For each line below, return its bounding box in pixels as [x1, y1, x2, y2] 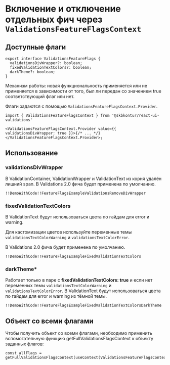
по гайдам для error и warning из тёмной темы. [5, 293, 107, 299]
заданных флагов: [5, 341, 44, 347]
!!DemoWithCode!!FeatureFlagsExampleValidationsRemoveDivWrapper [5, 191, 146, 196]
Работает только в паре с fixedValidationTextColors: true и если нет [5, 277, 153, 283]
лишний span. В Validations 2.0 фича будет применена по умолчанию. [5, 180, 156, 187]
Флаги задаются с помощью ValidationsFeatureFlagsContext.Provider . [5, 103, 158, 109]
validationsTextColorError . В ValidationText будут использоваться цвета [5, 288, 161, 294]
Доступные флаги [5, 42, 66, 51]
